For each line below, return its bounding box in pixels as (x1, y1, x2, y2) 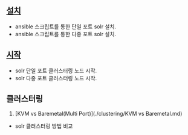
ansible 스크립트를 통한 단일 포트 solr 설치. (15, 23, 117, 30)
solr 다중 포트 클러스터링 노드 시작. (15, 74, 97, 81)
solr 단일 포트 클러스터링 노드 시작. (15, 67, 97, 74)
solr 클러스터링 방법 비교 (15, 122, 73, 130)
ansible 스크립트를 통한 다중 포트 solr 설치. (15, 30, 117, 37)
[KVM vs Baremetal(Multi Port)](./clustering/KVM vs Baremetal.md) (15, 110, 183, 118)
